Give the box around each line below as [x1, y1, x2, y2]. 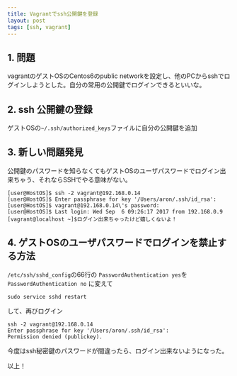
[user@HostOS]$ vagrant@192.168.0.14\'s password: [7, 201, 160, 209]
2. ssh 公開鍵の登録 [7, 104, 93, 116]
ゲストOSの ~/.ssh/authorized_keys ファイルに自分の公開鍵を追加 [7, 123, 198, 132]
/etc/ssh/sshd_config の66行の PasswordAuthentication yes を [7, 270, 187, 279]
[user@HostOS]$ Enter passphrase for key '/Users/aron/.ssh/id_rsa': [7, 196, 217, 203]
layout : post [7, 17, 46, 24]
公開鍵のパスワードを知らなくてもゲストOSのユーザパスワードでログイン [7, 166, 221, 175]
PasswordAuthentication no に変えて [7, 279, 113, 287]
